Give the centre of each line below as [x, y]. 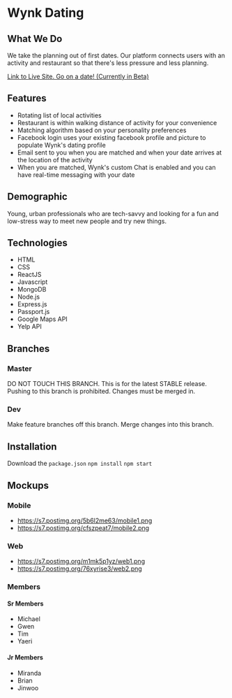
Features [27, 98]
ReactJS [29, 275]
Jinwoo [28, 688]
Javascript [32, 282]
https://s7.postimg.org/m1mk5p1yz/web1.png [81, 562]
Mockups [28, 485]
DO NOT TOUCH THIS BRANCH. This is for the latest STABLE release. [107, 384]
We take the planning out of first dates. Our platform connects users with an [116, 55]
